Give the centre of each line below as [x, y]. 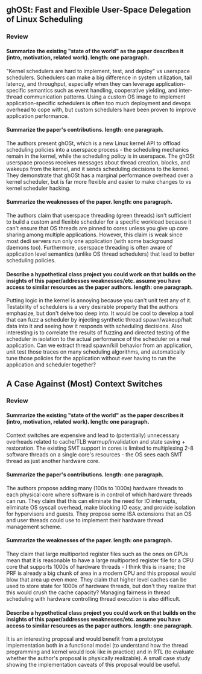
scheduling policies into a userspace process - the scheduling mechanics [98, 149]
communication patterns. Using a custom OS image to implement [105, 97]
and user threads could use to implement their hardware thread [85, 520]
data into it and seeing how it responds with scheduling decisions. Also [94, 326]
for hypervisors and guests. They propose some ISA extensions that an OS [99, 514]
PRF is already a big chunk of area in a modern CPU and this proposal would [101, 573]
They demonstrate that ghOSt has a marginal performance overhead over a [100, 175]
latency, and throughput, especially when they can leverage [80, 83]
